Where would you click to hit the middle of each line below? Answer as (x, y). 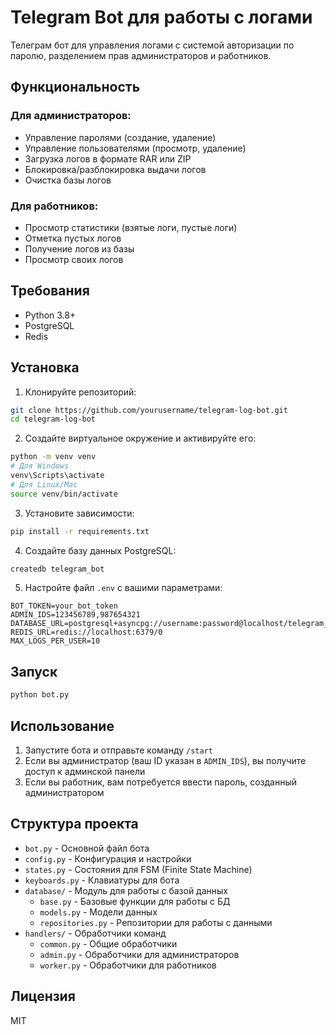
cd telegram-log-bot (53, 419)
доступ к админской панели (85, 771)
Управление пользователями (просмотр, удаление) (135, 148)
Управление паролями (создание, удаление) (120, 137)
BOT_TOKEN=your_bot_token (64, 606)
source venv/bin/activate (64, 494)
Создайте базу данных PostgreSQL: (100, 550)
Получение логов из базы (79, 248)
